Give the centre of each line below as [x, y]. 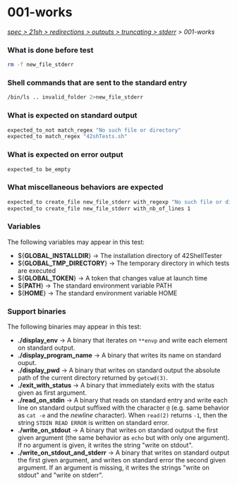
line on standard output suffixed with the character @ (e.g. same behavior [123, 408]
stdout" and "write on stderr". [60, 475]
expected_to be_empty [39, 169]
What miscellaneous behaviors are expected [85, 188]
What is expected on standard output [72, 116]
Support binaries [37, 311]
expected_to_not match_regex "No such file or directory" [94, 130]
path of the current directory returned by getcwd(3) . [92, 378]
